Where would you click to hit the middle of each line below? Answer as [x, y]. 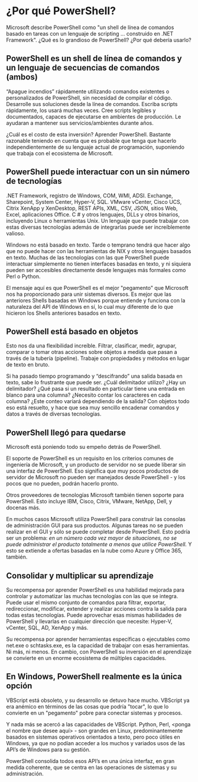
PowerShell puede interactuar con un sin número [98, 172]
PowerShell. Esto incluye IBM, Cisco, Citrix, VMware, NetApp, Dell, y [89, 502]
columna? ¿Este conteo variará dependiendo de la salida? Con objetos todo [98, 401]
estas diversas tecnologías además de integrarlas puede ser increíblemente [98, 227]
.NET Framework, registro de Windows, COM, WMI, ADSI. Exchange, [90, 195]
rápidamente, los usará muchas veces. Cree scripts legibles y [81, 110]
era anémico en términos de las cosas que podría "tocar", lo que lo [87, 706]
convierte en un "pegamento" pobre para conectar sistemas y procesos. [94, 713]
